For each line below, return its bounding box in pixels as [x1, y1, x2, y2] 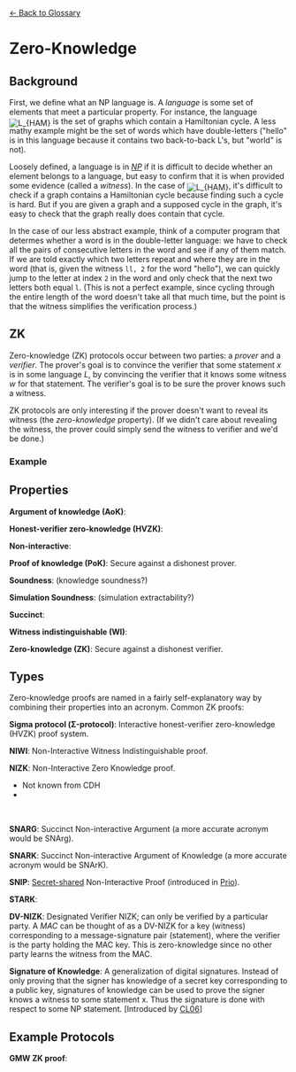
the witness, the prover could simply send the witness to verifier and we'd [9, 423, 278, 434]
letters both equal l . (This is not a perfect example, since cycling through [9, 283, 276, 292]
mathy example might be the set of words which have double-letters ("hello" [9, 126, 287, 136]
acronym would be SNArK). [9, 859, 109, 871]
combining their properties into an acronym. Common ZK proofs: [9, 702, 245, 712]
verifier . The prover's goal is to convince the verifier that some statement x [9, 359, 282, 370]
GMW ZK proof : [9, 1053, 68, 1064]
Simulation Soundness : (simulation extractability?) [9, 592, 194, 602]
